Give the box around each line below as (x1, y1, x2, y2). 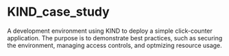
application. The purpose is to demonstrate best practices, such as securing (7, 33, 223, 42)
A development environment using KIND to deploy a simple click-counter (7, 27, 213, 35)
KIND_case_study (7, 4, 110, 20)
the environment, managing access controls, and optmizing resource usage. (7, 41, 223, 49)
